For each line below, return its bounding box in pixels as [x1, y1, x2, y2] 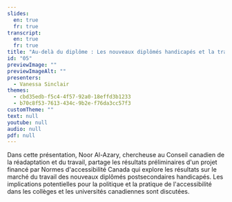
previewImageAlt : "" [7, 68, 67, 74]
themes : [7, 87, 30, 94]
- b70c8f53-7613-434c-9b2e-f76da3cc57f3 [13, 100, 131, 107]
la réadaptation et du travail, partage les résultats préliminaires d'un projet [7, 158, 217, 166]
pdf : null [7, 132, 36, 139]
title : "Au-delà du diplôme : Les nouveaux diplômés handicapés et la [7, 49, 215, 56]
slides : [7, 10, 30, 17]
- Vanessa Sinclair [13, 81, 70, 88]
